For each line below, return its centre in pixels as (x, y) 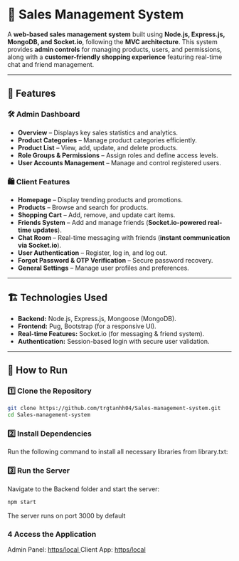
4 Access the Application (52, 534)
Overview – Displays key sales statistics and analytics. (98, 132)
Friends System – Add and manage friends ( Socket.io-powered (112, 222)
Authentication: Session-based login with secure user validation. (113, 341)
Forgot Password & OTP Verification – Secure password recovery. (115, 260)
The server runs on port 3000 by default (67, 515)
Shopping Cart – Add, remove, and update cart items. (96, 215)
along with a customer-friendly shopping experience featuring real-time (115, 57)
